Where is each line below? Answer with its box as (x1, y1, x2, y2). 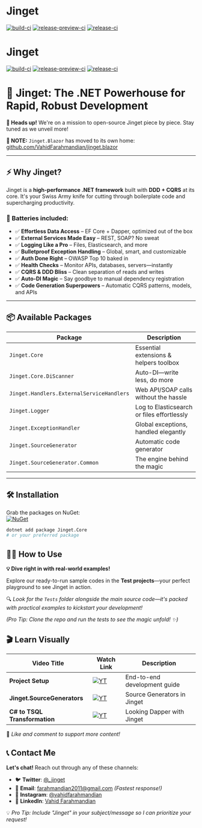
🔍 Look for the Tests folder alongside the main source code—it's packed (6, 596, 188, 603)
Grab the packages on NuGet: (6, 508, 80, 516)
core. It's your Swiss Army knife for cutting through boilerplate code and (6, 193, 185, 200)
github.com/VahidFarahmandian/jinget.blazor (6, 143, 118, 150)
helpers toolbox (135, 358, 179, 366)
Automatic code (135, 437, 180, 446)
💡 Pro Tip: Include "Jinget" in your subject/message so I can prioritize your (6, 809, 191, 816)
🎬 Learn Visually (6, 634, 70, 644)
